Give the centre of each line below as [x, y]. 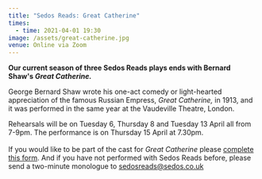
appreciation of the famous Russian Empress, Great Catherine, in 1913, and [131, 100]
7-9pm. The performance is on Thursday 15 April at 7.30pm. [106, 133]
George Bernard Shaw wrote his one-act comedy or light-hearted [115, 91]
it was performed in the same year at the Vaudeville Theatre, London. [121, 109]
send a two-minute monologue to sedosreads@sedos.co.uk [106, 166]
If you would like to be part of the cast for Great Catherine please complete [131, 150]
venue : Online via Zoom [48, 45]
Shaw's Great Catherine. [50, 76]
